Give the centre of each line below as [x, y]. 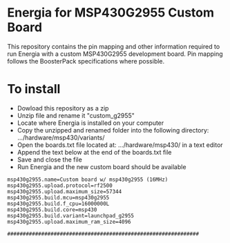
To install [34, 89]
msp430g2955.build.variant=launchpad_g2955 [71, 215]
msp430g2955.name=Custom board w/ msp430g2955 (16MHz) [88, 179]
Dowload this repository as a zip [63, 108]
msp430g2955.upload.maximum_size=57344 [65, 191]
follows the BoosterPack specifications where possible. [86, 61]
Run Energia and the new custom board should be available [102, 166]
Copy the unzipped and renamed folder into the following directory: [113, 130]
